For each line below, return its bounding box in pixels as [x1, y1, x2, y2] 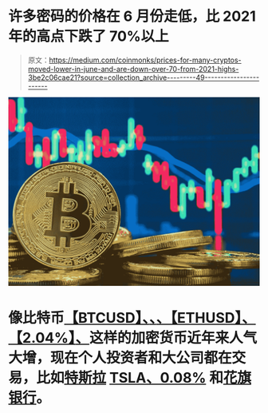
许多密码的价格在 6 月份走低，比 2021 [8, 7, 257, 26]
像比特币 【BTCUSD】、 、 [8, 309, 157, 328]
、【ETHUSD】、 [156, 309, 257, 328]
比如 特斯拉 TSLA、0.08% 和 [36, 369, 224, 387]
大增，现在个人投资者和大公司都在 [8, 349, 233, 367]
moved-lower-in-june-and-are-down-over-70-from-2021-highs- [27, 64, 239, 73]
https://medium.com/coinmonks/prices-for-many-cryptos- [49, 55, 242, 65]
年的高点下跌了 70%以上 [8, 27, 169, 46]
